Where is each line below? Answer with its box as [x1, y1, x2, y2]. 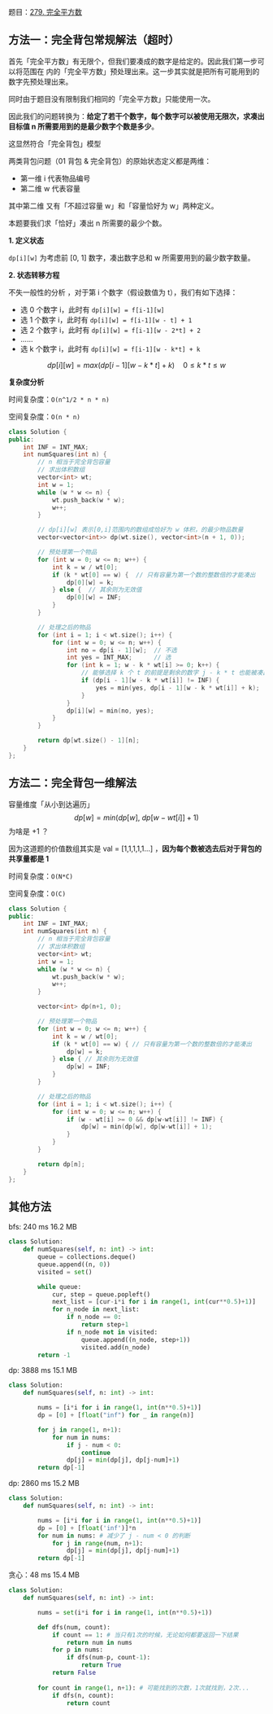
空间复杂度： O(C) [8, 888, 67, 898]
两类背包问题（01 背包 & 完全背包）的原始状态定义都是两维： [8, 156, 212, 165]
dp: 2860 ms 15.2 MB [8, 1479, 80, 1488]
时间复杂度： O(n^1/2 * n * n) [8, 394, 110, 404]
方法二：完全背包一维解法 [8, 776, 136, 790]
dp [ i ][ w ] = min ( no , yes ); [66, 707, 154, 715]
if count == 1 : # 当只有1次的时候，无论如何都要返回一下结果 [51, 1631, 239, 1639]
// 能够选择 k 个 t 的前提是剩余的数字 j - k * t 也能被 [80, 669, 258, 677]
